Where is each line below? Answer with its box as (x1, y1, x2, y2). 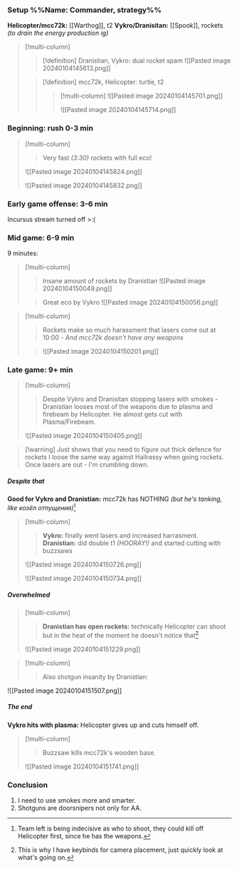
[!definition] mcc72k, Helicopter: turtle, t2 (42, 78, 164, 86)
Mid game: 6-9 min (7, 233, 75, 243)
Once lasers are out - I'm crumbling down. (24, 460, 149, 469)
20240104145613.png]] (42, 64, 111, 73)
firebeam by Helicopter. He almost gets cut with (42, 410, 183, 419)
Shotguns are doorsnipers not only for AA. (17, 804, 142, 812)
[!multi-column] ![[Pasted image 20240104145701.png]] (60, 91, 223, 101)
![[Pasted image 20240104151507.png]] (7, 686, 122, 695)
